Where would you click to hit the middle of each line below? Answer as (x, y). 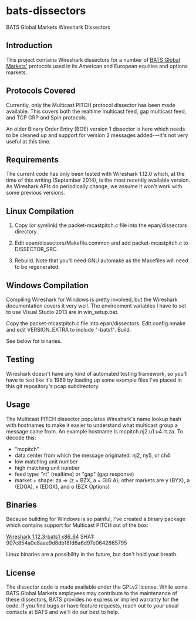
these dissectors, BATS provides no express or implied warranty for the (92, 600)
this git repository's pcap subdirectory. (53, 386)
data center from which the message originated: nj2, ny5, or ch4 (92, 455)
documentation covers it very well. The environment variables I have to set (96, 306)
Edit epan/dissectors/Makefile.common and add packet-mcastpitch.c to (102, 243)
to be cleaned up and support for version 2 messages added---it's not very (97, 135)
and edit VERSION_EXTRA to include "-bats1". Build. (69, 330)
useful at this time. (28, 141)
